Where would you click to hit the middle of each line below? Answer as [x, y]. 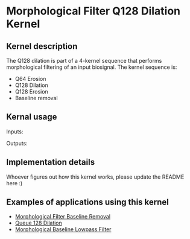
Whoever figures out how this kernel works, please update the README [95, 177]
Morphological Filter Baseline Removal [62, 217]
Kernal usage [32, 117]
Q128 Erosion [31, 91]
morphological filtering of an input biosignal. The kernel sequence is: [92, 67]
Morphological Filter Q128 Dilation [93, 11]
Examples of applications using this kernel [87, 202]
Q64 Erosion [30, 79]
